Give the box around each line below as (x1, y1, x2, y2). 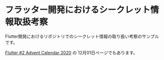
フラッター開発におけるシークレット (5, 4, 151, 15)
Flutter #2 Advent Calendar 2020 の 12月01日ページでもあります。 (5, 49, 138, 56)
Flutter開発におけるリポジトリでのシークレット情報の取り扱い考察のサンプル (5, 33, 159, 39)
